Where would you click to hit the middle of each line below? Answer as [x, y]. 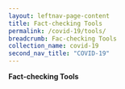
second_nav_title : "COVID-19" [59, 53]
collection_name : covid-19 [54, 46]
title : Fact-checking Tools [56, 23]
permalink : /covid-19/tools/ [57, 31]
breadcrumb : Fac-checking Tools [62, 38]
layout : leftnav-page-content [59, 16]
